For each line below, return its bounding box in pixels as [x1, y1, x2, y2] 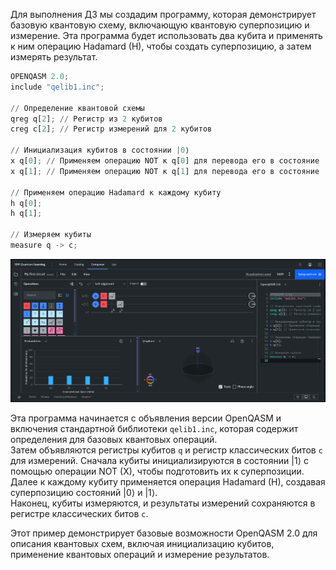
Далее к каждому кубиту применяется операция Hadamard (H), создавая [10, 475, 326, 488]
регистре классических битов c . [10, 507, 149, 519]
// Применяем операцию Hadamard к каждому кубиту [10, 187, 222, 198]
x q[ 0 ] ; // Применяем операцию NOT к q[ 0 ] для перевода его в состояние [10, 156, 320, 166]
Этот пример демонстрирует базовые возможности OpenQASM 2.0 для [10, 527, 318, 539]
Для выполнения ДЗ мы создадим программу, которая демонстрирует [10, 9, 317, 20]
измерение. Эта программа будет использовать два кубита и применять [10, 30, 323, 41]
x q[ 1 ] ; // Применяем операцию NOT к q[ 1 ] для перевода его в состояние [10, 166, 320, 176]
